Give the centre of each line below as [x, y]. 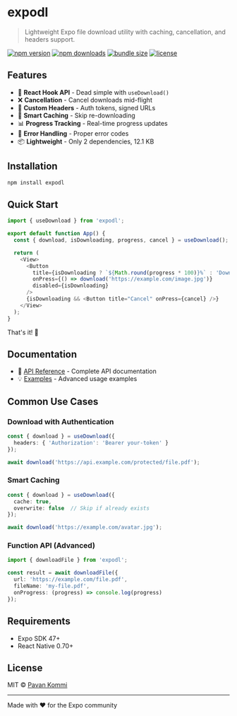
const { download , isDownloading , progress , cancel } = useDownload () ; [121, 240]
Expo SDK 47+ [39, 638]
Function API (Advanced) [51, 546]
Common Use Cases [53, 401]
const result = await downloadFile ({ [63, 573]
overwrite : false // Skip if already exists [82, 508]
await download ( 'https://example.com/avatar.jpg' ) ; [85, 527]
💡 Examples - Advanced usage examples [77, 379]
